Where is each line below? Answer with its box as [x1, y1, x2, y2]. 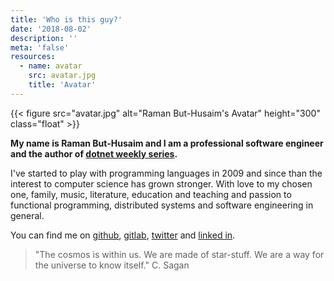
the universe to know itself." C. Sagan [34, 259, 190, 271]
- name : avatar [19, 61, 83, 71]
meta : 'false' [10, 42, 70, 53]
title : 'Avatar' [28, 80, 97, 90]
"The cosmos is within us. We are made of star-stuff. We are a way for [34, 248, 325, 260]
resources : [10, 52, 56, 62]
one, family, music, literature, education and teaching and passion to [10, 188, 292, 200]
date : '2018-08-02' [10, 24, 92, 34]
